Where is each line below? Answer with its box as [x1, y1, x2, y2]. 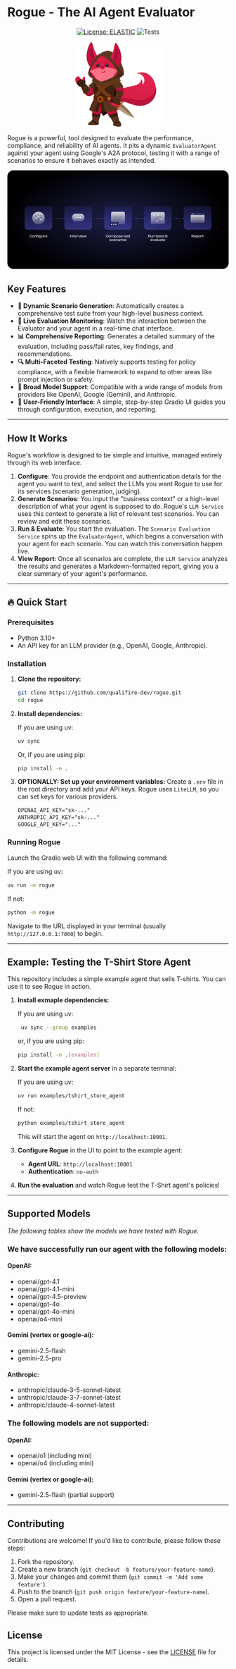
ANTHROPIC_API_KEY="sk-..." [17, 814, 100, 821]
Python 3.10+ [17, 634, 56, 642]
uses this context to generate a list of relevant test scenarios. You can [17, 509, 220, 518]
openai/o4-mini [17, 1314, 63, 1323]
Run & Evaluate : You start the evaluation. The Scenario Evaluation [17, 524, 211, 533]
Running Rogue [7, 837, 61, 847]
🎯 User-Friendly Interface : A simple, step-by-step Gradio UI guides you [17, 398, 226, 406]
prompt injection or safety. [17, 375, 94, 384]
